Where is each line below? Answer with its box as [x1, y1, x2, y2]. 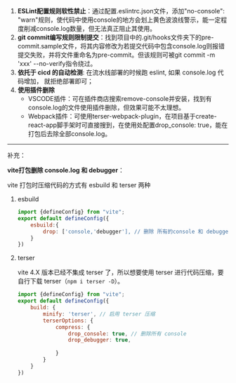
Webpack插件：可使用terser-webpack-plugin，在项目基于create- [27, 112, 217, 120]
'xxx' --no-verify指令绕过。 [17, 60, 97, 67]
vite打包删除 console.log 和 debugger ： [7, 166, 124, 174]
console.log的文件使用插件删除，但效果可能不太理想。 [27, 103, 185, 112]
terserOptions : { [43, 317, 93, 324]
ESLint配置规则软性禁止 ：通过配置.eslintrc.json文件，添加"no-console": [17, 7, 225, 15]
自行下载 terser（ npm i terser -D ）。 [17, 277, 124, 285]
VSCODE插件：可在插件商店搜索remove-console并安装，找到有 [27, 95, 212, 102]
